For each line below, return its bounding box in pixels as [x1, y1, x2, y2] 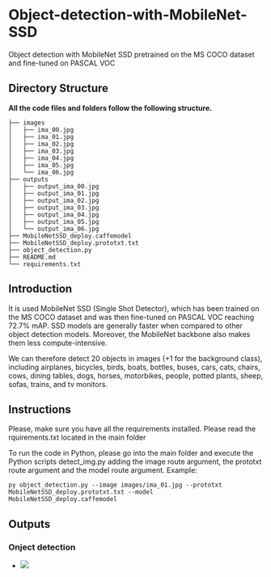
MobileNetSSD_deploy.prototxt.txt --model [8, 488, 154, 496]
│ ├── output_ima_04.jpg [8, 210, 100, 219]
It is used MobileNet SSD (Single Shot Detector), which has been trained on [8, 303, 260, 313]
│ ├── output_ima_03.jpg [8, 204, 100, 212]
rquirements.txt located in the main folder [8, 432, 146, 442]
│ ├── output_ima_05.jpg [8, 217, 100, 225]
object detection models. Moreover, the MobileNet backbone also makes [8, 329, 251, 339]
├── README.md [8, 253, 57, 261]
